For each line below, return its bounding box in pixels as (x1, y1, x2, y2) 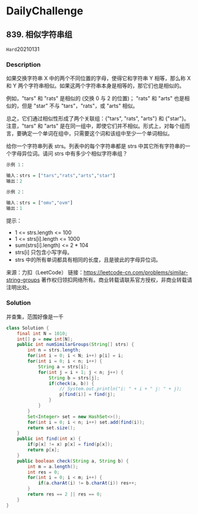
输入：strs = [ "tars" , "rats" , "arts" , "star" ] (6, 173, 116, 179)
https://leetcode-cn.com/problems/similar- (83, 268, 188, 275)
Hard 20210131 (6, 46, 40, 52)
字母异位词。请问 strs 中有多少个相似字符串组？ (11, 150, 128, 157)
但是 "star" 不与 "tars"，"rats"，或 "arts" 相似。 (21, 103, 139, 110)
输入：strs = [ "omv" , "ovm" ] (6, 200, 73, 206)
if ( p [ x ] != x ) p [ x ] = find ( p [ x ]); (27, 441, 113, 448)
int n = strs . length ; (27, 347, 81, 353)
